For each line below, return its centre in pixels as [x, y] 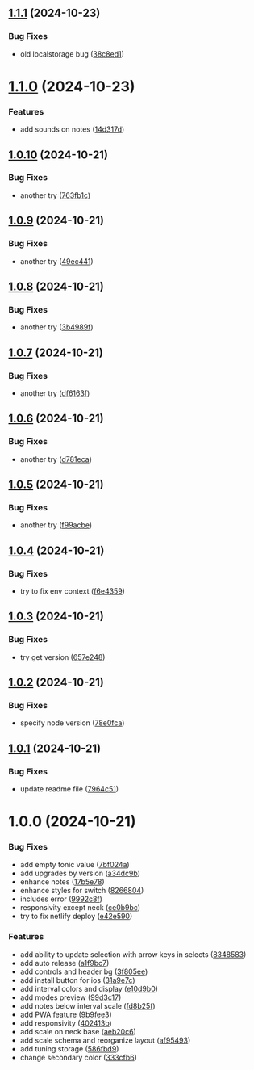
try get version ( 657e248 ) [62, 657]
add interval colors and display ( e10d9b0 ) [89, 988]
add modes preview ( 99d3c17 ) [71, 997]
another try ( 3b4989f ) [57, 327]
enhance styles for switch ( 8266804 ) [82, 890]
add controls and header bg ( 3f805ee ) [84, 971]
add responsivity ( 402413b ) [66, 1023]
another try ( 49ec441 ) [57, 261]
